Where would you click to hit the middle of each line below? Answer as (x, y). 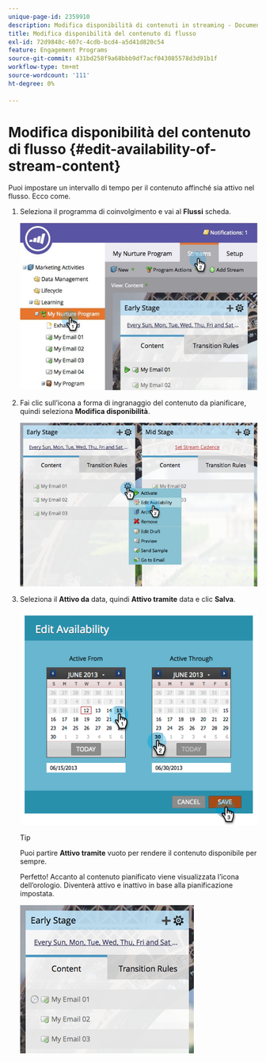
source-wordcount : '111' (49, 75)
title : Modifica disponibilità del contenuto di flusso (102, 33)
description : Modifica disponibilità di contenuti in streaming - (120, 25)
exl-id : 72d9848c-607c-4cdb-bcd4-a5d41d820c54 (86, 42)
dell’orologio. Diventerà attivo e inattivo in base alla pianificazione (126, 885)
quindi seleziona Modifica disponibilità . (85, 411)
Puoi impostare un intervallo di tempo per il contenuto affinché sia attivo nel (131, 188)
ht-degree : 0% (32, 83)
